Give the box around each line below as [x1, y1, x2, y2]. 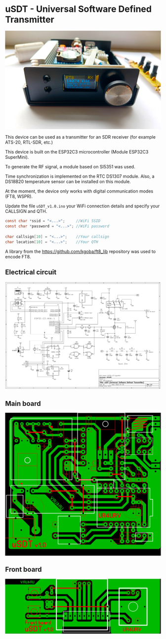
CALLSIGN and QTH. [5, 208, 47, 214]
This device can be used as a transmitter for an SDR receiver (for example [5, 134, 156, 140]
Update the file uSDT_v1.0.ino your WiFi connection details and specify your [5, 203, 160, 209]
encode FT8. [5, 253, 31, 259]
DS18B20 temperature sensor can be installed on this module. [5, 179, 131, 185]
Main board [5, 399, 41, 408]
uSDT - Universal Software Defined [5, 3, 152, 15]
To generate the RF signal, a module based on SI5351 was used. [5, 164, 135, 170]
